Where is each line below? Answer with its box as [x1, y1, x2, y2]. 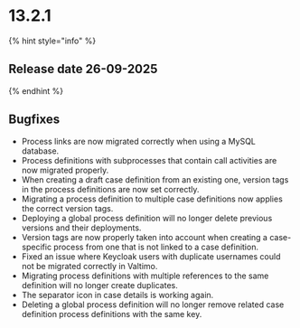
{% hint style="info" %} [8, 35, 97, 46]
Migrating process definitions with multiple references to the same [21, 270, 269, 281]
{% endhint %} [8, 85, 64, 96]
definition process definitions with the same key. [21, 308, 202, 319]
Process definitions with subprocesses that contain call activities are [21, 155, 277, 165]
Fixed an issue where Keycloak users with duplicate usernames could [21, 250, 281, 262]
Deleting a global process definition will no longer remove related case [21, 299, 285, 310]
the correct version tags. [21, 202, 114, 213]
